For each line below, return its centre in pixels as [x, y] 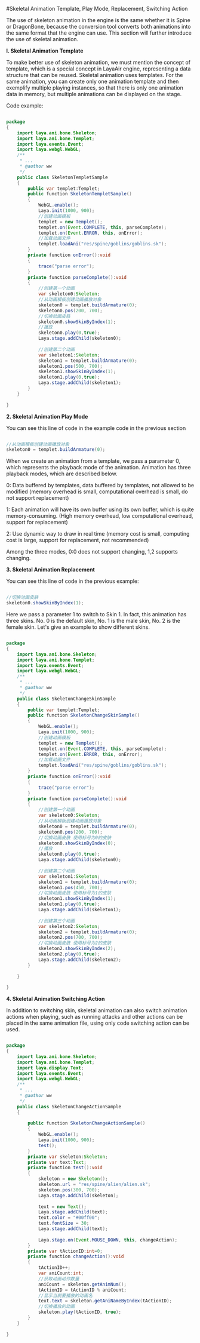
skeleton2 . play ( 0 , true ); [69, 954]
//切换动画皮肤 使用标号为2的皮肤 [75, 943]
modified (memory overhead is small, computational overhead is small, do [97, 491]
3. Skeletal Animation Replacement [51, 570]
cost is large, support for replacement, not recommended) [78, 540]
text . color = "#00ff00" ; [69, 1218]
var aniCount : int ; [61, 1273]
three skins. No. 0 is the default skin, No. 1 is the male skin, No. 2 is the [93, 621]
